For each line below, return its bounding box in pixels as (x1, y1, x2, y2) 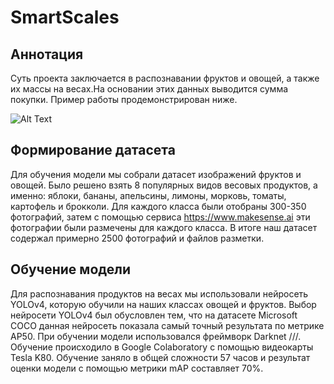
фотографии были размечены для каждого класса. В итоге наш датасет (10, 221, 318, 233)
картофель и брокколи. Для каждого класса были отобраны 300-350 (10, 200, 307, 212)
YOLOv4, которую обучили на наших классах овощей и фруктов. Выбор (10, 298, 317, 310)
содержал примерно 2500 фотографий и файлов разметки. (10, 232, 265, 244)
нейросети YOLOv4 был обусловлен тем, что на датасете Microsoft (10, 309, 298, 321)
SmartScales (10, 6, 120, 29)
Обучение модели (10, 261, 132, 278)
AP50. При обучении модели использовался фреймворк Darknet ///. (10, 330, 302, 342)
